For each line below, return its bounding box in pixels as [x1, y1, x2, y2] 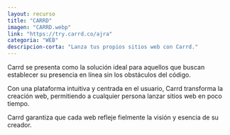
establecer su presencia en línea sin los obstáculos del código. [7, 70, 192, 79]
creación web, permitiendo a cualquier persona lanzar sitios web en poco [7, 92, 222, 100]
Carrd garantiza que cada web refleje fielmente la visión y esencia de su [7, 113, 219, 121]
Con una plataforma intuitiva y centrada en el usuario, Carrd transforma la [7, 85, 224, 92]
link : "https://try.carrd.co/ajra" [7, 30, 113, 38]
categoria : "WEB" [7, 37, 59, 44]
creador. [7, 121, 32, 129]
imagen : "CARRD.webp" [7, 23, 72, 31]
